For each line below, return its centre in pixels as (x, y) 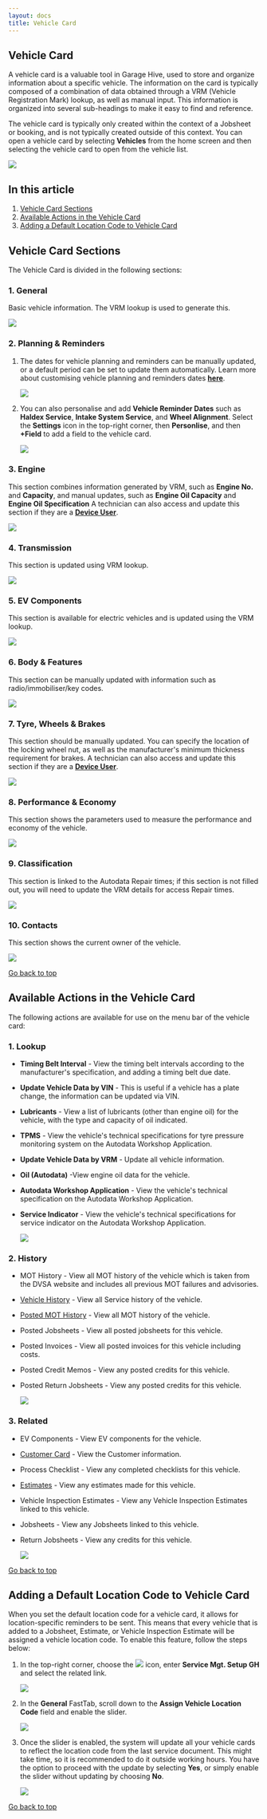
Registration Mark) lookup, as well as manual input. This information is (124, 100)
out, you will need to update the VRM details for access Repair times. (122, 890)
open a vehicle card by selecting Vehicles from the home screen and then (130, 141)
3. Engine (27, 469)
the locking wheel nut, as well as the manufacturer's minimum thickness (127, 750)
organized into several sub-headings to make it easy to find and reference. (131, 109)
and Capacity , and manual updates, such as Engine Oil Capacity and (122, 495)
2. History (28, 1258)
